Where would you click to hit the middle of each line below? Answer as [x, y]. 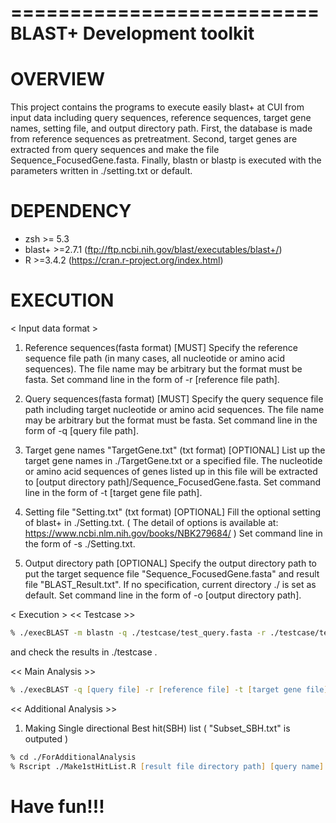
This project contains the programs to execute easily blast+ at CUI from [157, 107]
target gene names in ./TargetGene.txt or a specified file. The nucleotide [173, 460]
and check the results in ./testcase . [84, 652]
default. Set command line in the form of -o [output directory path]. [163, 595]
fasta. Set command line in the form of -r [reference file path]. [152, 379]
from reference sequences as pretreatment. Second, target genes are [154, 139]
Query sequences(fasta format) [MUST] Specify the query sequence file [174, 399]
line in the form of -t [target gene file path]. [113, 492]
